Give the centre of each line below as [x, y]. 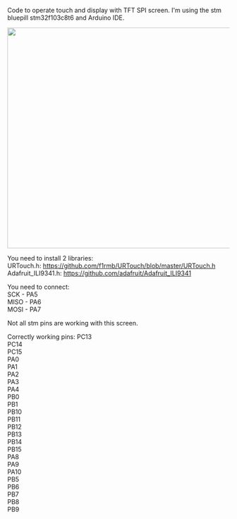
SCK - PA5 [23, 294]
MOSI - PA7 [24, 309]
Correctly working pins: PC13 [50, 337]
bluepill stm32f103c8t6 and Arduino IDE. [66, 18]
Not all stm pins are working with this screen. [73, 323]
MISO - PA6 [24, 302]
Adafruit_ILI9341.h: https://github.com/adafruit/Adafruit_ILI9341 [99, 273]
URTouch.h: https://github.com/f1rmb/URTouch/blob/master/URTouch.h [111, 266]
